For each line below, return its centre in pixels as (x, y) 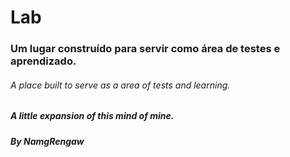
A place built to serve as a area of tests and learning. (120, 85)
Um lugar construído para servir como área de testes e (145, 49)
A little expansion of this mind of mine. (92, 116)
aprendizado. (43, 61)
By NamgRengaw (47, 141)
